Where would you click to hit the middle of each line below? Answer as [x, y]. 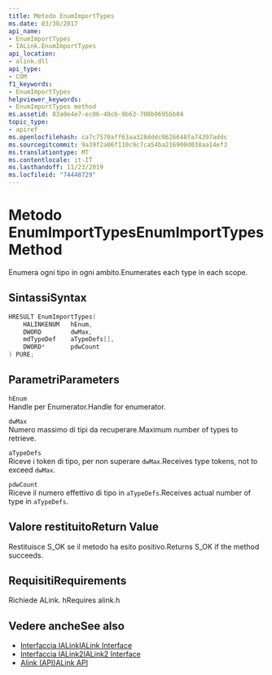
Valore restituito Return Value [83, 527]
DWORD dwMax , [58, 332]
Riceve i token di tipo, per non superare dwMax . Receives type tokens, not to [133, 461]
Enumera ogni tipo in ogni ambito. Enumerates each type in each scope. [128, 272]
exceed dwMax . [32, 470]
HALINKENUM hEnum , [58, 324]
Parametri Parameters [64, 380]
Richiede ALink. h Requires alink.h [64, 600]
